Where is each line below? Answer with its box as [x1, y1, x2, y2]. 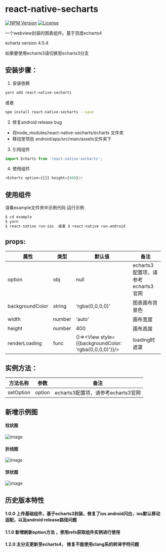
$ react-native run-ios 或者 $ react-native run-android [5, 224, 125, 229]
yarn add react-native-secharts [5, 90, 72, 95]
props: [5, 238, 26, 246]
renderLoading [7, 340, 42, 347]
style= [100, 333, 115, 340]
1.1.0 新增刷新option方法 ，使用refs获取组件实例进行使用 [5, 529, 121, 535]
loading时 [132, 336, 155, 343]
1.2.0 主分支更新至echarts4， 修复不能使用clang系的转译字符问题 [5, 541, 139, 548]
